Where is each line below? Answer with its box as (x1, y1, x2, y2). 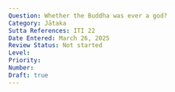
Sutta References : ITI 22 (8, 26, 95, 34)
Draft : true (8, 71, 48, 79)
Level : (8, 49, 31, 57)
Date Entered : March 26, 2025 (8, 34, 110, 42)
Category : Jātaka (8, 19, 67, 27)
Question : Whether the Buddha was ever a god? (8, 11, 168, 20)
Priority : (8, 57, 42, 65)
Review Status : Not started (8, 42, 103, 50)
